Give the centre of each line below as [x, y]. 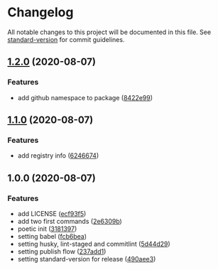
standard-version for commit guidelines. [66, 39]
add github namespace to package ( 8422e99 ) [85, 97]
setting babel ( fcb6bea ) [52, 236]
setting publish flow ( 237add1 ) [62, 252]
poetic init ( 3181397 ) [47, 229]
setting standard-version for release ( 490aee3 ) [87, 259]
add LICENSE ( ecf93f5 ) [52, 214]
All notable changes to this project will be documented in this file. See [109, 32]
